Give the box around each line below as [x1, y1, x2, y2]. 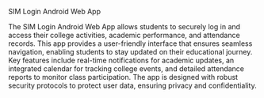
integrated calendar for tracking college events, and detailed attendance [8, 64, 244, 73]
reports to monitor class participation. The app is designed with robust [8, 73, 239, 81]
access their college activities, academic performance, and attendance [8, 31, 240, 40]
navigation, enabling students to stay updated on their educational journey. [8, 47, 253, 56]
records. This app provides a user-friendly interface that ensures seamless [8, 39, 253, 48]
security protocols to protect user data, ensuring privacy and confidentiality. [8, 81, 257, 90]
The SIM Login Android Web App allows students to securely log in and [8, 22, 240, 31]
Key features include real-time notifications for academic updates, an [8, 55, 235, 65]
